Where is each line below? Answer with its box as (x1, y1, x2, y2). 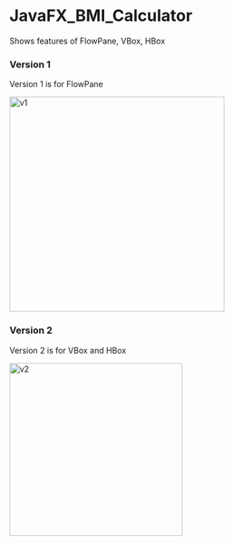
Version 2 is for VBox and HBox (9, 345, 127, 355)
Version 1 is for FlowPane (9, 79, 103, 90)
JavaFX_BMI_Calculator (9, 5, 193, 26)
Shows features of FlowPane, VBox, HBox (9, 35, 166, 46)
